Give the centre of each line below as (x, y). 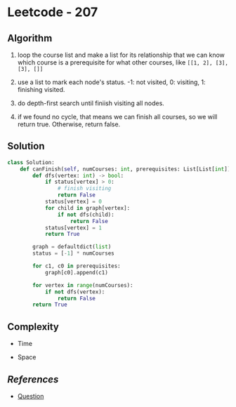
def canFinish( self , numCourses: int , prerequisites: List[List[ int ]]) (127, 169)
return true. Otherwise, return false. (69, 124)
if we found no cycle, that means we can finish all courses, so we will (117, 117)
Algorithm (30, 38)
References (33, 379)
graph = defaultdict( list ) (72, 247)
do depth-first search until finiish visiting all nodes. (91, 103)
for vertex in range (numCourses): (83, 285)
